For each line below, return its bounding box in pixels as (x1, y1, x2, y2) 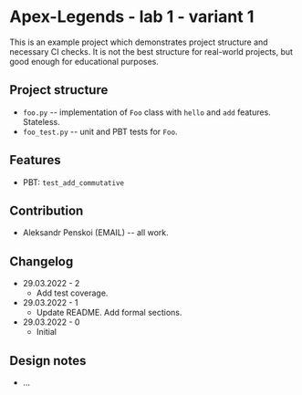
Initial (36, 327, 57, 338)
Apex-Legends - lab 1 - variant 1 (9, 6, 255, 27)
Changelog (9, 254, 74, 269)
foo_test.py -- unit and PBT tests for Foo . (22, 126, 178, 137)
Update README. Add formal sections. (36, 307, 182, 318)
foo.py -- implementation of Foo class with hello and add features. (22, 107, 271, 118)
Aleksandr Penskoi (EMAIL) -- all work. (22, 227, 169, 238)
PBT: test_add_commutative (22, 176, 125, 188)
